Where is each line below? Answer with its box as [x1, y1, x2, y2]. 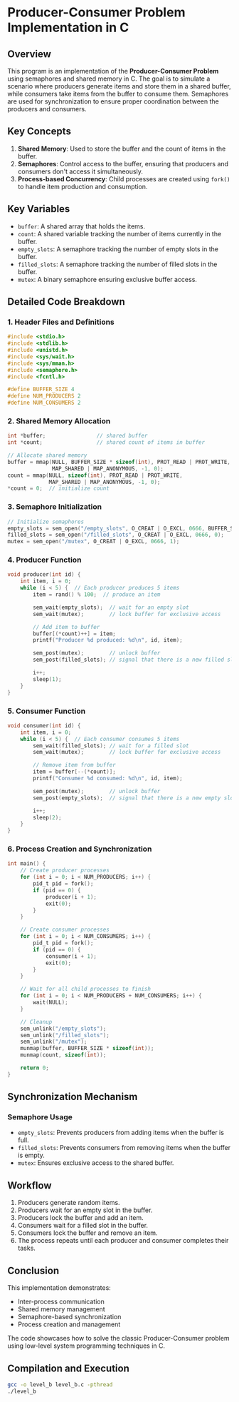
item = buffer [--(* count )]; [33, 768, 116, 775]
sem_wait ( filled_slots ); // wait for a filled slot [33, 742, 190, 750]
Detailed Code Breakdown [7, 296, 126, 308]
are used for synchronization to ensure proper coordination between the [7, 97, 219, 106]
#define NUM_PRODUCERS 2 [7, 393, 81, 400]
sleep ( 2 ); [33, 814, 62, 821]
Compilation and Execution [7, 1362, 129, 1374]
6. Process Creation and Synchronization [7, 844, 152, 854]
